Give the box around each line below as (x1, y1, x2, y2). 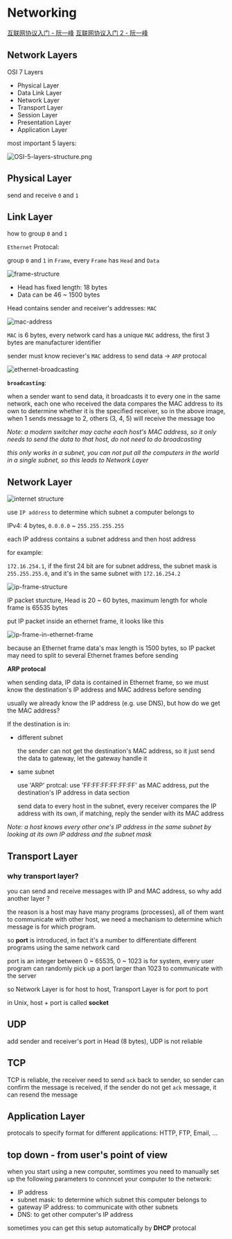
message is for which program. (7, 922, 96, 931)
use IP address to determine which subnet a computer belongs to (7, 508, 195, 517)
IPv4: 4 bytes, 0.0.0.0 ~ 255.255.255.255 (7, 522, 125, 530)
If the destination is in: (7, 720, 71, 729)
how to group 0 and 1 (7, 229, 68, 238)
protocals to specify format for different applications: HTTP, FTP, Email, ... (7, 1129, 218, 1137)
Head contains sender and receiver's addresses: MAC (7, 304, 157, 313)
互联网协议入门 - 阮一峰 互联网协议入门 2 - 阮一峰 (7, 28, 149, 37)
